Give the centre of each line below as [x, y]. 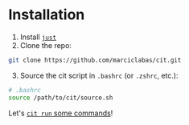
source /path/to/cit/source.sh [61, 98]
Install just [38, 37]
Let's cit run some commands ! [61, 113]
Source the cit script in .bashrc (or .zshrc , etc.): [99, 75]
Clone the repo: [46, 45]
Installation [47, 15]
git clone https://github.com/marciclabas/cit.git [95, 60]
